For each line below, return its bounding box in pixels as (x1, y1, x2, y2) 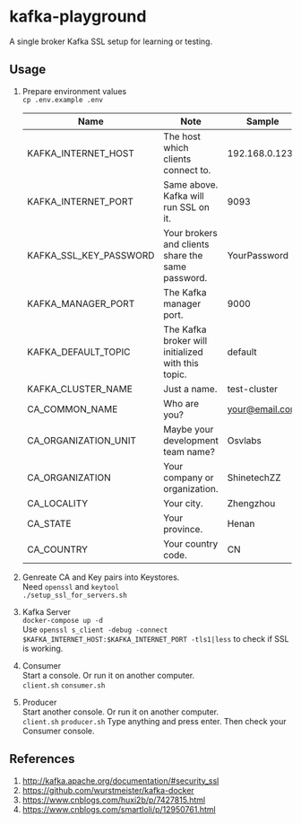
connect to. (163, 163, 211, 176)
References (9, 751, 75, 767)
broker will (163, 334, 208, 346)
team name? (163, 445, 215, 458)
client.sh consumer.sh (21, 680, 106, 690)
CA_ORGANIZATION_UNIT (26, 434, 137, 446)
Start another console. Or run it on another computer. (21, 706, 219, 717)
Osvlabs (227, 434, 262, 446)
